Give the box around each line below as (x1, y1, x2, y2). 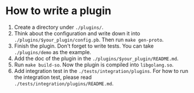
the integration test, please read (14, 74, 92, 81)
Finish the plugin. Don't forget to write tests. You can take (14, 42, 154, 49)
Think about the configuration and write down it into (14, 29, 141, 36)
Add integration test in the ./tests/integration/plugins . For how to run (14, 67, 189, 74)
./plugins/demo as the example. (14, 48, 91, 55)
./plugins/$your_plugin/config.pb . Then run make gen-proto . (14, 36, 164, 43)
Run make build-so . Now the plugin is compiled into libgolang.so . (14, 61, 174, 68)
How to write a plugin (5, 4, 111, 18)
